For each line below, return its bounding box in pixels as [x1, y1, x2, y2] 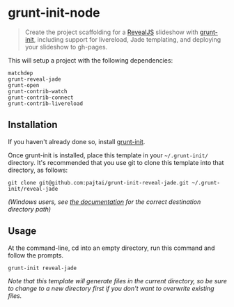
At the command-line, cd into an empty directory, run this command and [8, 244, 215, 252]
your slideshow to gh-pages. [24, 42, 108, 51]
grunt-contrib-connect [8, 94, 74, 101]
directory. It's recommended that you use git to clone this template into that [8, 158, 224, 166]
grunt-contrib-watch [8, 88, 68, 95]
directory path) [8, 205, 52, 213]
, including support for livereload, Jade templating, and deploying [33, 35, 221, 43]
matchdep [8, 70, 33, 77]
